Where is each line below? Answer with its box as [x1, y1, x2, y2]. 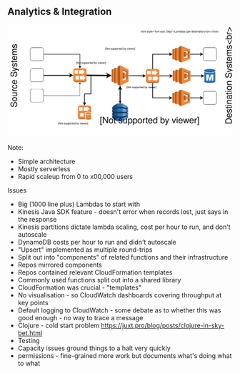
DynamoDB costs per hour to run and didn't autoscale [17, 238, 177, 247]
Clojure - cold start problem [17, 321, 100, 330]
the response [17, 215, 57, 224]
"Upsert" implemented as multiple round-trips [17, 245, 153, 254]
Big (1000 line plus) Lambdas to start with [17, 200, 141, 209]
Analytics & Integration [7, 6, 112, 18]
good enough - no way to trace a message [17, 314, 144, 322]
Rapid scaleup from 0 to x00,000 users [17, 173, 134, 181]
